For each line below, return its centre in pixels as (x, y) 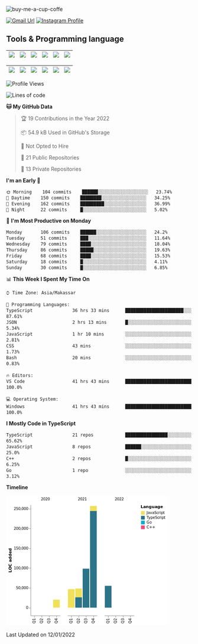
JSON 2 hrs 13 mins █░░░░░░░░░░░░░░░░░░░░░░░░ (99, 322)
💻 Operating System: (33, 399)
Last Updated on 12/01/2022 (41, 635)
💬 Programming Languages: (38, 304)
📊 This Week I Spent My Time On (48, 279)
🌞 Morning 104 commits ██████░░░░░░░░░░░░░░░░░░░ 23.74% (89, 192)
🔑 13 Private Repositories (51, 169)
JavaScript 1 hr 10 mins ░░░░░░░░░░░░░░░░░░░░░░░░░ (99, 334)
